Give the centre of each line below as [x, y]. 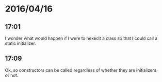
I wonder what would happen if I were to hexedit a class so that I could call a [81, 38]
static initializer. [21, 43]
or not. [12, 75]
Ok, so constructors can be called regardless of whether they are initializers [81, 70]
